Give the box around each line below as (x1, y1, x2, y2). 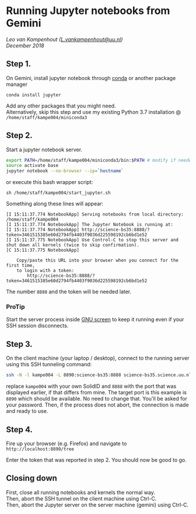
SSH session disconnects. (6, 322, 69, 329)
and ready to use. (6, 408, 48, 415)
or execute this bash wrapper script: (6, 179, 93, 186)
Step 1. (6, 59, 32, 69)
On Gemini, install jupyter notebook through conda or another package (6, 74, 176, 81)
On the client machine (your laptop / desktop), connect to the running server (6, 355, 190, 362)
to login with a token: (16, 268, 75, 274)
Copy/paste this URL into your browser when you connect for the (16, 258, 179, 263)
